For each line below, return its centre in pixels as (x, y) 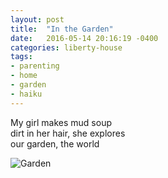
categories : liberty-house (66, 47)
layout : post (37, 19)
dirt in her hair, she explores (68, 133)
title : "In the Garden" (62, 29)
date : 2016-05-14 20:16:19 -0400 (84, 38)
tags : (21, 57)
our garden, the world (55, 143)
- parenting (35, 66)
